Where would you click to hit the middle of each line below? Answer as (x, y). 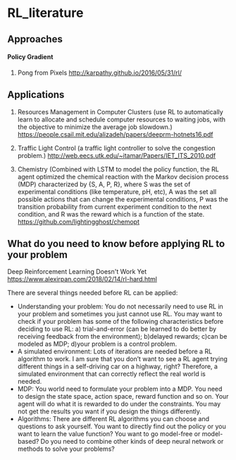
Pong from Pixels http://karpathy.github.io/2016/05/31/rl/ (99, 73)
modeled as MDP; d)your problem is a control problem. (97, 344)
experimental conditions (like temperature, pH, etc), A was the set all (117, 191)
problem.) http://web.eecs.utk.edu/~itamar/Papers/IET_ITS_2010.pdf (117, 155)
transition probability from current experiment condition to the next (114, 207)
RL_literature (45, 13)
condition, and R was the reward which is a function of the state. (111, 214)
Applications (36, 95)
